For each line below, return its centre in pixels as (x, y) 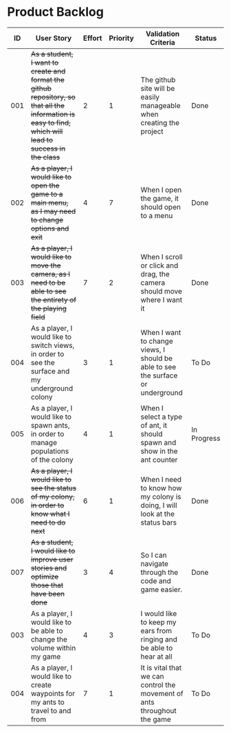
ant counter (159, 459)
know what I (50, 514)
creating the (160, 122)
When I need (161, 479)
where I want (162, 300)
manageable (161, 105)
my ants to (48, 702)
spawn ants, (50, 425)
